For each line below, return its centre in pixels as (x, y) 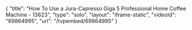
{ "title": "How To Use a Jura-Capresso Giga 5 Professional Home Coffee (96, 9)
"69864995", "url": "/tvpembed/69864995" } (62, 21)
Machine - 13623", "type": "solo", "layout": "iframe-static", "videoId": (91, 15)
